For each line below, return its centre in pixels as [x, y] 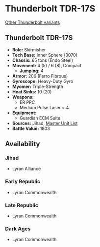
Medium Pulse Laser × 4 [44, 107]
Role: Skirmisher [29, 49]
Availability [23, 144]
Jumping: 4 [32, 71]
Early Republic [23, 182]
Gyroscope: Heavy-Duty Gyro [43, 81]
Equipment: [24, 113]
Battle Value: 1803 [31, 128]
